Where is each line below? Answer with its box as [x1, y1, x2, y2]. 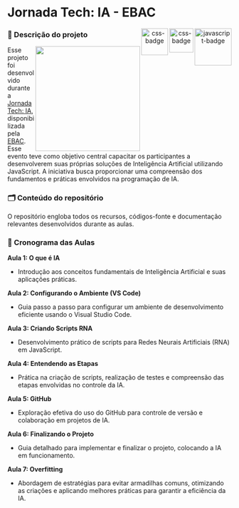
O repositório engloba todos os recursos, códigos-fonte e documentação [7, 212, 222, 220]
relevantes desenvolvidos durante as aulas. [7, 219, 134, 228]
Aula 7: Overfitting [7, 465, 63, 474]
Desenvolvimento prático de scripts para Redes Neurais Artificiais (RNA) [17, 338, 230, 347]
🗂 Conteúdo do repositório [7, 193, 104, 203]
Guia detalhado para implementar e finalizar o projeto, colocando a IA [17, 444, 222, 452]
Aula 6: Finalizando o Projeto [7, 430, 95, 439]
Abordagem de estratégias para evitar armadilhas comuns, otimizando [17, 479, 224, 487]
